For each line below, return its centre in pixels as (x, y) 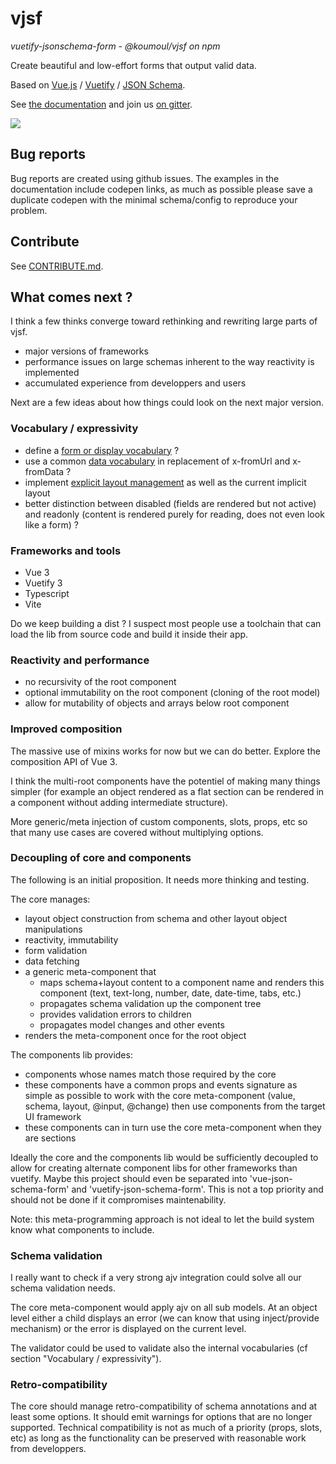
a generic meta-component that (90, 971)
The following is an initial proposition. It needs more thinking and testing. (160, 879)
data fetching (52, 961)
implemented (52, 373)
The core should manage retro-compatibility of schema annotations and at (164, 1406)
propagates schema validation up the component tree (150, 1003)
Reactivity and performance (80, 660)
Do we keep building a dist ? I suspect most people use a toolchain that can (166, 623)
